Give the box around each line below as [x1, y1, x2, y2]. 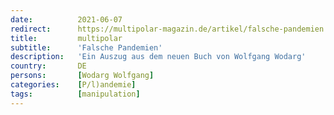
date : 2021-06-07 [10, 14, 123, 25]
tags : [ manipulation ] [10, 89, 141, 99]
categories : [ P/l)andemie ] [10, 80, 137, 90]
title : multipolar [10, 33, 123, 43]
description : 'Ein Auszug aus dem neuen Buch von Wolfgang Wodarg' [10, 52, 307, 62]
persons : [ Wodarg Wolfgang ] [10, 71, 155, 81]
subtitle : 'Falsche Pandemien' [10, 42, 163, 53]
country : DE [10, 61, 87, 71]
